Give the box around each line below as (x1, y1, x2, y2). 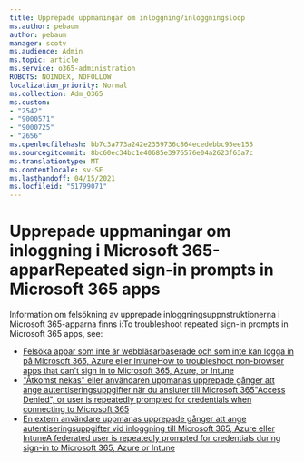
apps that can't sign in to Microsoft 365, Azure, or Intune (22, 365, 234, 377)
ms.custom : (9, 97, 51, 107)
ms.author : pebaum (9, 22, 79, 31)
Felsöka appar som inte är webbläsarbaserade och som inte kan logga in (22, 346, 295, 357)
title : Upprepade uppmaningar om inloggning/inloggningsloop (9, 13, 246, 23)
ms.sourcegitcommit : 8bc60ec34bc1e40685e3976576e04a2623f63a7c (9, 148, 254, 157)
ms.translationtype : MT (9, 156, 100, 166)
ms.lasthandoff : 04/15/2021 (9, 173, 116, 182)
